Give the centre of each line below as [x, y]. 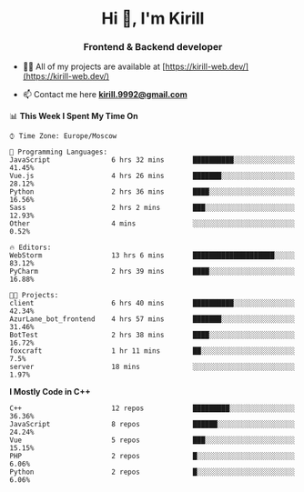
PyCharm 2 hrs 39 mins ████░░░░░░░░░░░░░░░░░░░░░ [152, 272]
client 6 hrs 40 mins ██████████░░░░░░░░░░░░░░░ [152, 304]
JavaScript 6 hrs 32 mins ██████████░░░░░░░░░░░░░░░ [152, 160]
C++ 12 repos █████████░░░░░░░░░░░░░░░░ [152, 408]
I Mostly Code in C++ [50, 392]
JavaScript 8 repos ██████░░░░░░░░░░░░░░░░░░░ [152, 425]
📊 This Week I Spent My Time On [74, 116]
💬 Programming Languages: [58, 152]
